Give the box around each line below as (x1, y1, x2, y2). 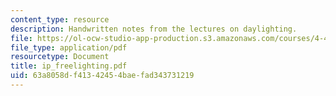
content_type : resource (10, 14, 110, 25)
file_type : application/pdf (10, 42, 128, 53)
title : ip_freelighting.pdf (10, 61, 128, 71)
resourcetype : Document (10, 52, 110, 62)
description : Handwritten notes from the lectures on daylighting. (10, 24, 298, 34)
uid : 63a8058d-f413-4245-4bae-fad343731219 (10, 71, 195, 81)
